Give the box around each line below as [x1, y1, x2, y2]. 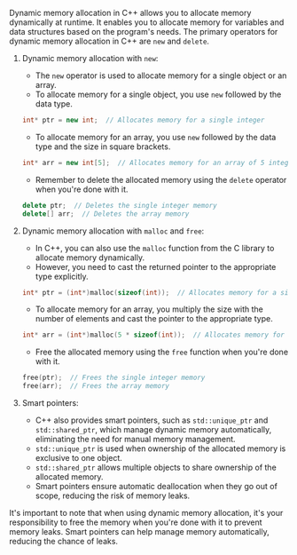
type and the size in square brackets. [35, 141, 171, 152]
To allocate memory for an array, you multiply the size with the [35, 304, 263, 314]
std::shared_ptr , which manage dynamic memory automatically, [35, 424, 272, 434]
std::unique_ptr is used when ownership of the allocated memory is [35, 443, 286, 454]
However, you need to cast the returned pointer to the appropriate [35, 261, 277, 272]
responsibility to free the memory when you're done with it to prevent [9, 517, 263, 527]
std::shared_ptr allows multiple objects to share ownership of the [35, 462, 277, 472]
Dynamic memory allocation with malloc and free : [21, 226, 205, 236]
